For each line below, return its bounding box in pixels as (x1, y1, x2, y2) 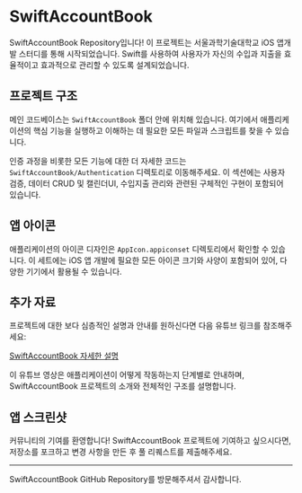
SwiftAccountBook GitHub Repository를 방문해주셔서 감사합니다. (9, 474, 242, 485)
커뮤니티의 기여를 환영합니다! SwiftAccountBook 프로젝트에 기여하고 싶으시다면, (9, 436, 292, 446)
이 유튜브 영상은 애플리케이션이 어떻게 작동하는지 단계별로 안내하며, (9, 370, 244, 381)
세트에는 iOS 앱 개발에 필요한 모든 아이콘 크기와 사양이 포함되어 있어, (37, 254, 279, 266)
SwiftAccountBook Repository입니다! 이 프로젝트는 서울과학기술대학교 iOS (9, 37, 275, 48)
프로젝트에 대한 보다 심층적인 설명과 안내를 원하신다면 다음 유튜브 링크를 (9, 321, 262, 331)
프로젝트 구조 (9, 88, 78, 104)
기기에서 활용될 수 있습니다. (25, 266, 123, 277)
